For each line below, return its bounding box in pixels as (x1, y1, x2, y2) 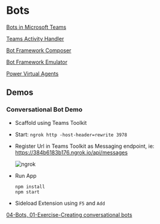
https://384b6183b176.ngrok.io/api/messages (14, 148, 128, 156)
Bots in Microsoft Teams (6, 23, 67, 31)
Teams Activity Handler (6, 35, 64, 42)
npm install (14, 184, 45, 190)
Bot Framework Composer (6, 46, 72, 54)
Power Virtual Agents (6, 70, 59, 77)
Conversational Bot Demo (6, 106, 83, 114)
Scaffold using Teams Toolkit (14, 119, 87, 126)
